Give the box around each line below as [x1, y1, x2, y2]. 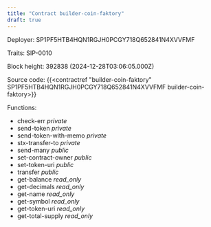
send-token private [16, 124, 72, 132]
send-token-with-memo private [16, 131, 107, 140]
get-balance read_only [16, 175, 82, 183]
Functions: [7, 103, 37, 111]
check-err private [16, 116, 67, 125]
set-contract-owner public [16, 153, 92, 162]
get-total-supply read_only [16, 211, 93, 220]
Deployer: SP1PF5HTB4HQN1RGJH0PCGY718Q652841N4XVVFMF [7, 35, 195, 43]
